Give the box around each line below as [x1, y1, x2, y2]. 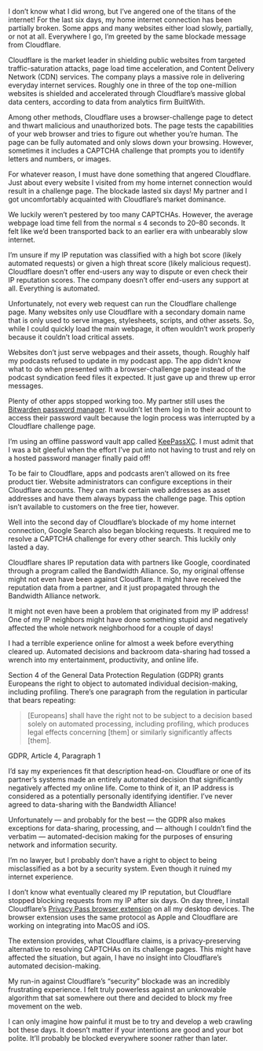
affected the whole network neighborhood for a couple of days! [8, 624, 214, 632]
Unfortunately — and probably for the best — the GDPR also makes [8, 815, 226, 824]
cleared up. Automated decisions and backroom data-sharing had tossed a [8, 647, 251, 656]
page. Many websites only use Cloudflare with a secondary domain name [8, 307, 246, 316]
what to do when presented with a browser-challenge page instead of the [8, 365, 246, 373]
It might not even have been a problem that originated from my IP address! [8, 606, 249, 616]
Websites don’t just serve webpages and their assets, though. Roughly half [8, 348, 250, 357]
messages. [8, 381, 44, 390]
